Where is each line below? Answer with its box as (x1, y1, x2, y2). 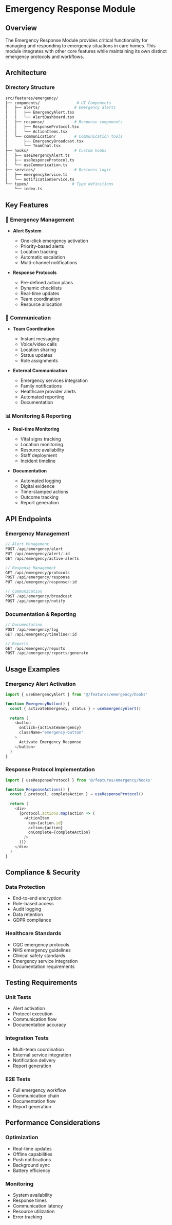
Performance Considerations (5, 1119, 100, 1127)
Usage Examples (5, 665, 60, 673)
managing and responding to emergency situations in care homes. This (5, 43, 156, 49)
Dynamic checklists (20, 285, 62, 291)
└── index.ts (14, 186, 43, 192)
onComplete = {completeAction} (28, 830, 91, 835)
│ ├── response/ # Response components (5, 119, 123, 125)
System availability (12, 1192, 53, 1198)
